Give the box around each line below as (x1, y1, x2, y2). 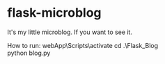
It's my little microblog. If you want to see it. (7, 28, 132, 36)
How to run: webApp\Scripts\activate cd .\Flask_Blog (7, 41, 159, 49)
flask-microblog (7, 5, 102, 21)
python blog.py (7, 49, 51, 57)
